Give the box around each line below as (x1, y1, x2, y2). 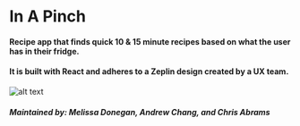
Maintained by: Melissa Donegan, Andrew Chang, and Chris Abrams (9, 106, 270, 117)
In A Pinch (9, 6, 87, 27)
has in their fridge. (9, 46, 80, 56)
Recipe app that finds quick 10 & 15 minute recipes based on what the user (9, 36, 291, 46)
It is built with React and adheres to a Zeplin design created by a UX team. (9, 66, 289, 77)
